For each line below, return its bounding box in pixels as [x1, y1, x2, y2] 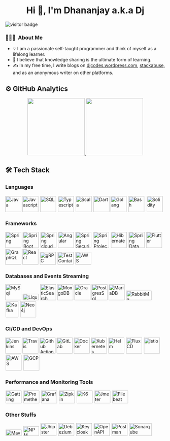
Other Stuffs [5, 411, 37, 418]
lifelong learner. [12, 51, 46, 57]
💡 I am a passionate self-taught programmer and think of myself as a [12, 46, 157, 52]
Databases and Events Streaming [5, 273, 89, 280]
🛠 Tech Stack [5, 166, 50, 175]
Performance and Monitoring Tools [5, 378, 93, 385]
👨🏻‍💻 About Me [5, 34, 43, 41]
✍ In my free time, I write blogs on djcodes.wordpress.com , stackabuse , [12, 62, 165, 69]
